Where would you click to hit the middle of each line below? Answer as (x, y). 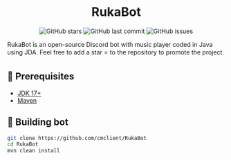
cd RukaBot (23, 144)
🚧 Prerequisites (41, 77)
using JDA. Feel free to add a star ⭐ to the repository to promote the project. (116, 52)
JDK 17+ (29, 93)
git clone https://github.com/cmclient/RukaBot (77, 138)
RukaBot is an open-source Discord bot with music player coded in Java (110, 44)
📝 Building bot (38, 122)
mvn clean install (34, 151)
